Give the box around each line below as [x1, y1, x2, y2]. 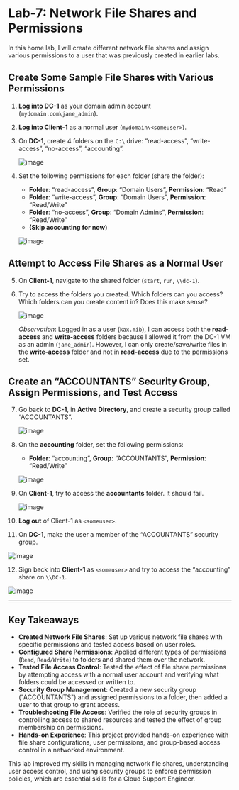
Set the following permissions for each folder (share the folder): [18, 172, 204, 180]
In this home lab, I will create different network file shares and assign [8, 43, 209, 52]
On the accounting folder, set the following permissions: [18, 440, 184, 449]
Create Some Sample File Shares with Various [8, 72, 214, 84]
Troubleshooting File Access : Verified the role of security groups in [18, 708, 218, 717]
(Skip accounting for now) [28, 223, 108, 231]
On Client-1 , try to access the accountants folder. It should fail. [18, 489, 204, 498]
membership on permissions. [18, 723, 104, 732]
